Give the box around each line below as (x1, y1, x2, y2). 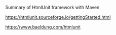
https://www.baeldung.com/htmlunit (5, 24, 81, 30)
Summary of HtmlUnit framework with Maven (5, 5, 100, 10)
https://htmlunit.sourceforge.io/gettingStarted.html (5, 14, 111, 20)
